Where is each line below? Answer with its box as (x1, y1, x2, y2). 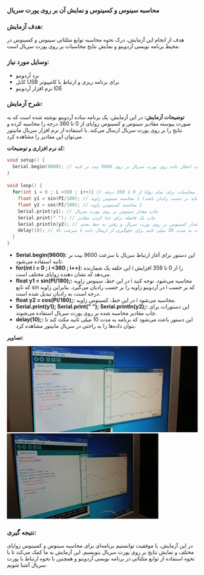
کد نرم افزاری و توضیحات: (7, 145, 65, 152)
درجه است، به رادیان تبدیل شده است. (15, 290, 100, 298)
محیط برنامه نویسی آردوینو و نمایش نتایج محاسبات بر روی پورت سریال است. (7, 43, 180, 50)
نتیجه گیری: (7, 528, 37, 537)
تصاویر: (7, 334, 24, 341)
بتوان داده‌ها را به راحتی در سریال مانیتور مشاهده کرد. (15, 322, 137, 330)
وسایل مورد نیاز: (7, 58, 50, 66)
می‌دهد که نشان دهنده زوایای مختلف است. (15, 271, 111, 278)
